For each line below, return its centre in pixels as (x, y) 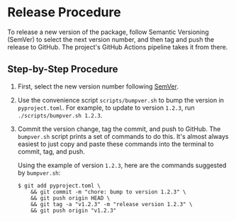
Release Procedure (64, 12)
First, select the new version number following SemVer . (98, 86)
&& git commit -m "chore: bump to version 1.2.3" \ (108, 192)
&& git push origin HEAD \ (71, 198)
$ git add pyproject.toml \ (59, 186)
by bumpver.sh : (39, 172)
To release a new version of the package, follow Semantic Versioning (108, 32)
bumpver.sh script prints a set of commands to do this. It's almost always (123, 136)
